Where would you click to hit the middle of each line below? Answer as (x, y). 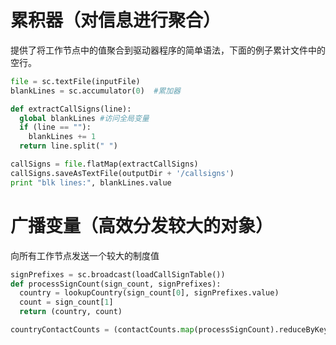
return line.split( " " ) (68, 146)
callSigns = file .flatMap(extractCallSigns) (104, 164)
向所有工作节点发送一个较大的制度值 (85, 255)
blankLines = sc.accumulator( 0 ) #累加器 (95, 91)
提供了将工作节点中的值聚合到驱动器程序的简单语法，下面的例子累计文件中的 (168, 50)
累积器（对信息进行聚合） (116, 20)
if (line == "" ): (55, 127)
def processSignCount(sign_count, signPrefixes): (116, 284)
